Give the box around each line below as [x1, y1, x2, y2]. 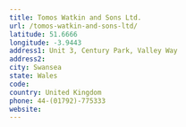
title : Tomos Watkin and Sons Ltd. [9, 13, 142, 22]
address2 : [9, 55, 46, 63]
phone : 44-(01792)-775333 [9, 96, 106, 106]
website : [9, 105, 42, 114]
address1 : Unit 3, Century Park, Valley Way [9, 47, 178, 55]
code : [9, 80, 30, 89]
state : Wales [9, 72, 58, 80]
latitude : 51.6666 [9, 30, 78, 38]
